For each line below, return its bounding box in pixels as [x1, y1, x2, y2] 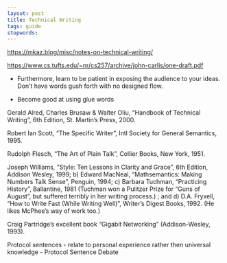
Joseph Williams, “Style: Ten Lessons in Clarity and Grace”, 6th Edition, [7, 163, 208, 172]
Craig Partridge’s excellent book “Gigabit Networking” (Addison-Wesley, [7, 220, 211, 229]
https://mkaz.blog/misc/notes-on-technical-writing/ [7, 48, 153, 56]
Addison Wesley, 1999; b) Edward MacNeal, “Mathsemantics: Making [7, 170, 202, 179]
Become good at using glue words [16, 95, 115, 104]
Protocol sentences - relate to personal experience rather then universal [7, 241, 211, 249]
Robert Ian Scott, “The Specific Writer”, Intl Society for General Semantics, [7, 129, 217, 137]
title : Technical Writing [7, 16, 81, 23]
